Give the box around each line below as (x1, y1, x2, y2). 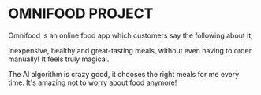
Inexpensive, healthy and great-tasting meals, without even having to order (8, 46, 252, 55)
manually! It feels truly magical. (8, 54, 110, 64)
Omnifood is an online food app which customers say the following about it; (8, 31, 254, 40)
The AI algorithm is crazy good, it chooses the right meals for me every (8, 69, 240, 79)
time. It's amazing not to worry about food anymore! (8, 78, 177, 87)
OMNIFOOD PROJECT (8, 5, 154, 23)
